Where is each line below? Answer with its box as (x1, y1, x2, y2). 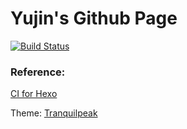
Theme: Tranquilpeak (10, 107, 98, 119)
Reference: (10, 65, 66, 79)
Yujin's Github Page (10, 7, 178, 30)
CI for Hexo (10, 88, 58, 100)
